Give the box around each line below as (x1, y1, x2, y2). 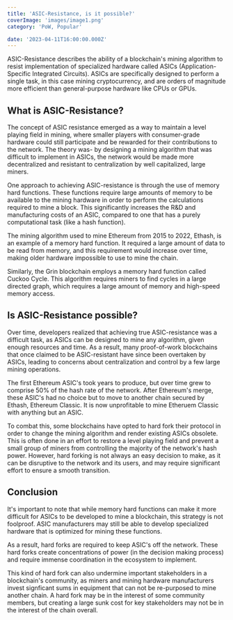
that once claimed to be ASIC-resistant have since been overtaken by (7, 350, 207, 359)
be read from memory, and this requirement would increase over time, (7, 247, 208, 255)
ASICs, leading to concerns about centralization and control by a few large (7, 357, 220, 366)
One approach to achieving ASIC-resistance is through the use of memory (7, 181, 220, 189)
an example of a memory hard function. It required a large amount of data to (7, 239, 225, 247)
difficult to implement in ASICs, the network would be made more (7, 153, 194, 161)
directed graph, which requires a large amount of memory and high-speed (7, 282, 220, 290)
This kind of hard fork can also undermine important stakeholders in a (7, 568, 207, 577)
